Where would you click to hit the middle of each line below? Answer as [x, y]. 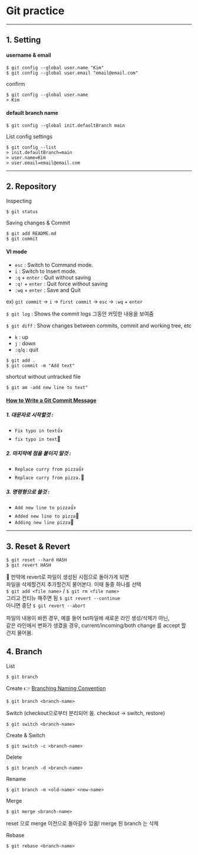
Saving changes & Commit [38, 223]
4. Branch [24, 652]
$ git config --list [32, 147]
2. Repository [32, 187]
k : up [21, 337]
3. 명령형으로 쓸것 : [28, 491]
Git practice [35, 11]
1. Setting [24, 40]
